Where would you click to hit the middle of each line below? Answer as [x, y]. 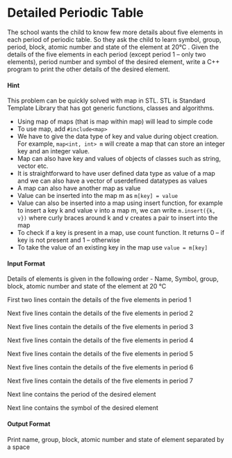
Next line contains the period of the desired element [82, 395]
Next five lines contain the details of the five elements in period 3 [100, 327]
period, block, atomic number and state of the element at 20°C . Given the [113, 47]
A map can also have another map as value [79, 188]
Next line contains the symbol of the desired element [83, 408]
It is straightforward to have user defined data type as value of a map [116, 174]
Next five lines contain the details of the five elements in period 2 [100, 313]
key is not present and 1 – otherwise [68, 240]
